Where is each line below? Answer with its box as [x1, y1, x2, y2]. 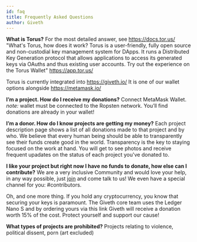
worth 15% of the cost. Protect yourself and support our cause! [6, 211, 160, 218]
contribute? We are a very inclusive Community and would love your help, [6, 169, 187, 176]
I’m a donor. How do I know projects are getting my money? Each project [6, 120, 186, 127]
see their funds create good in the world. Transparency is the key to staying [6, 139, 191, 146]
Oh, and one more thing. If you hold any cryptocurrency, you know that [6, 193, 179, 200]
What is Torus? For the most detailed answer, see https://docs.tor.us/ [6, 36, 175, 43]
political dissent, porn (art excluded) [6, 229, 94, 236]
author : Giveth [6, 19, 44, 25]
